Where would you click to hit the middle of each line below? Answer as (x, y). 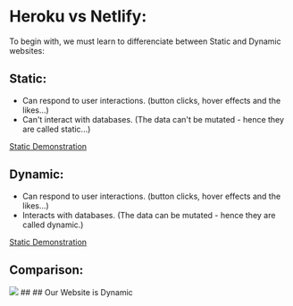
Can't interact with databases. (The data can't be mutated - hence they (153, 119)
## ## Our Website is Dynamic (77, 293)
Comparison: (46, 270)
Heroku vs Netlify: (78, 17)
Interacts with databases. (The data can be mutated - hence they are (149, 215)
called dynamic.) (53, 225)
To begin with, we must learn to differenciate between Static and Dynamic (145, 41)
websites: (27, 50)
